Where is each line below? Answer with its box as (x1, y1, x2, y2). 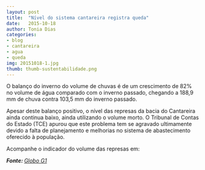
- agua (6, 49, 23, 55)
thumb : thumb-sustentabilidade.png (6, 65, 97, 72)
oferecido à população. (6, 133, 65, 141)
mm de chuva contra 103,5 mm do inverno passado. (6, 95, 138, 103)
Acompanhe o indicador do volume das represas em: (6, 145, 140, 153)
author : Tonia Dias (6, 26, 56, 32)
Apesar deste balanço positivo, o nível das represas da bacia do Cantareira (6, 108, 196, 115)
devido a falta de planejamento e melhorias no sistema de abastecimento (6, 127, 191, 135)
